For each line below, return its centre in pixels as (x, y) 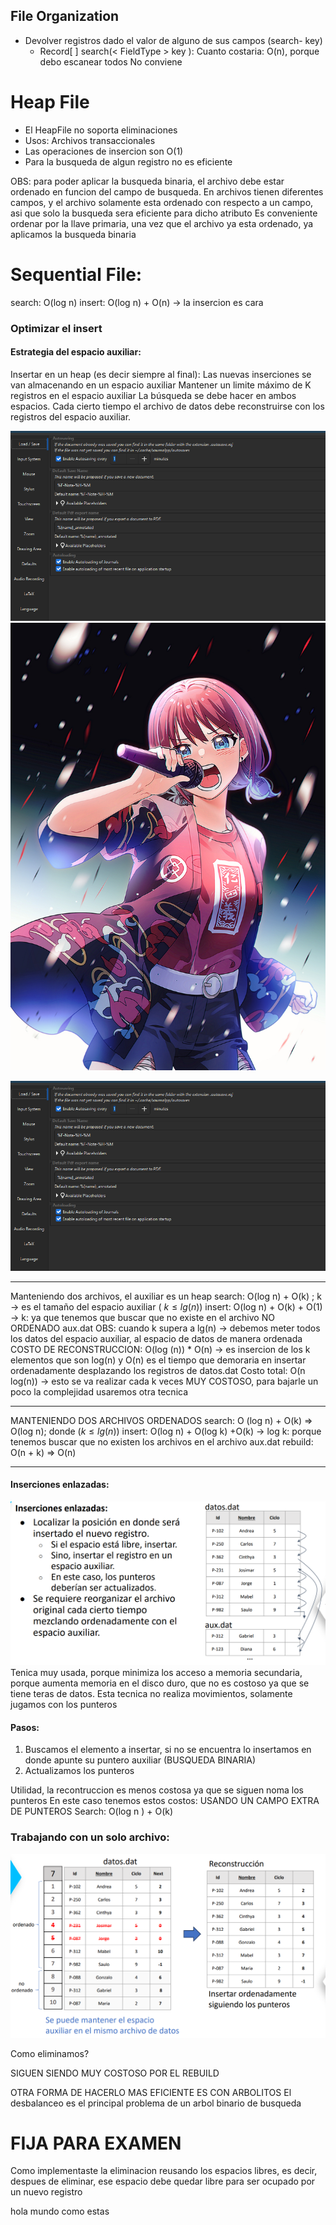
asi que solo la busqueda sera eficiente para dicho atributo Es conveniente (164, 213)
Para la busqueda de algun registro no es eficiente (128, 161)
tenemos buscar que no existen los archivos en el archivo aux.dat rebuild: (162, 1441)
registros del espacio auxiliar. (71, 416)
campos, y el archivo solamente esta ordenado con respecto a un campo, (162, 202)
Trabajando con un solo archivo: (90, 1837)
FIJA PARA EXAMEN (96, 2143)
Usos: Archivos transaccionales (90, 140)
